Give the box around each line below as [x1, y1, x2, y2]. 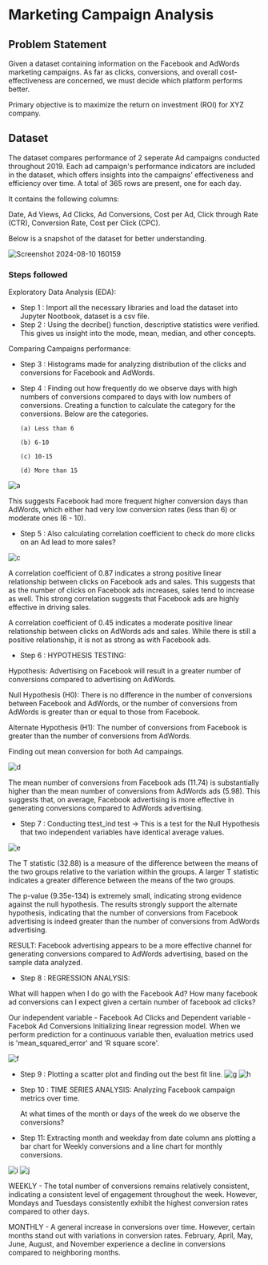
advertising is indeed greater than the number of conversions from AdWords [8, 916, 260, 927]
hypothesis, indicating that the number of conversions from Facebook [8, 908, 238, 918]
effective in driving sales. [8, 603, 91, 612]
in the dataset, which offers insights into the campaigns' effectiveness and [8, 170, 254, 180]
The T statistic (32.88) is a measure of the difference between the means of [8, 859, 258, 868]
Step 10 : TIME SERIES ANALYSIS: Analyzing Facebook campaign [19, 1085, 236, 1095]
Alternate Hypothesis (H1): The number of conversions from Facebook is [8, 723, 248, 733]
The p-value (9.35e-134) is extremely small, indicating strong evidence [8, 891, 242, 901]
